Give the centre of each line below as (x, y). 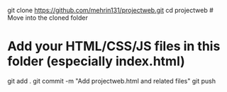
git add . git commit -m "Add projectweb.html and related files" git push (112, 81)
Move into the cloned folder (48, 18)
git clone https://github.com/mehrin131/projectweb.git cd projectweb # (111, 10)
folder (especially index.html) (96, 61)
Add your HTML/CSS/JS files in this (114, 46)
